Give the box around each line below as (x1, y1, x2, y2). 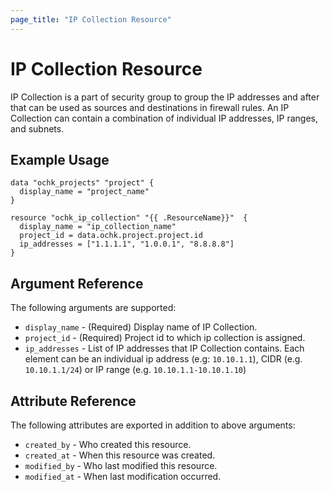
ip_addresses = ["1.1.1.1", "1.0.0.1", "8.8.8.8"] (19, 239, 235, 250)
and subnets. (10, 122, 65, 135)
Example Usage (10, 151, 110, 168)
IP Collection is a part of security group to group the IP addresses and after (10, 91, 320, 103)
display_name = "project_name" (19, 187, 150, 197)
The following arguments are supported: (10, 302, 177, 314)
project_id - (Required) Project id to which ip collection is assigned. (24, 332, 306, 344)
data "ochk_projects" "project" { (10, 178, 155, 188)
